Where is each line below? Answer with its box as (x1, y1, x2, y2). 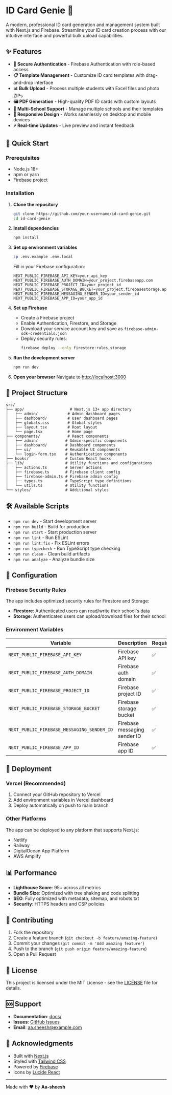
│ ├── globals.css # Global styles (6, 420, 102, 425)
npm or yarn (13, 171, 39, 178)
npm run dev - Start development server (13, 518, 97, 524)
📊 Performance (6, 868, 57, 877)
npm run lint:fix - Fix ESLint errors (13, 540, 90, 546)
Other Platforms (6, 815, 46, 822)
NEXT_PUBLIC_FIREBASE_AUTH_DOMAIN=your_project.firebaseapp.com (13, 278, 153, 283)
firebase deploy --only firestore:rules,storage (20, 346, 127, 351)
